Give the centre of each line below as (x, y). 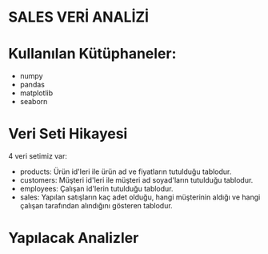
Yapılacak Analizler (74, 238)
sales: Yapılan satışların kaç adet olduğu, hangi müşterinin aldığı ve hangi (140, 197)
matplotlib (36, 93)
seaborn (34, 102)
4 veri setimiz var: (38, 156)
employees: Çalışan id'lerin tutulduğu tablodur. (96, 189)
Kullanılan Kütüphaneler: (92, 54)
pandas (32, 85)
